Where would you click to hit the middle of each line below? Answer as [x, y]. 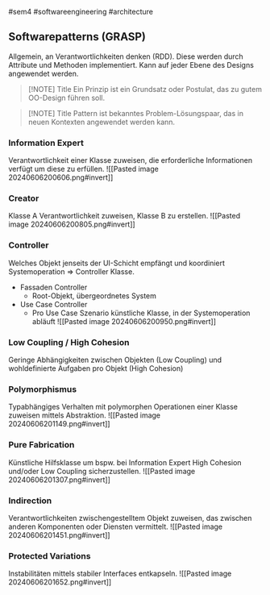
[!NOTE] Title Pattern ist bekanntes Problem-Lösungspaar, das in [136, 113]
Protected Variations [50, 555]
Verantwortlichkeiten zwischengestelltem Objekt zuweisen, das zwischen [130, 518]
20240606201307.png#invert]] [60, 480]
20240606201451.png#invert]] [59, 535]
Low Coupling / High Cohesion [69, 342]
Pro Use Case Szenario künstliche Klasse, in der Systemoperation [141, 313]
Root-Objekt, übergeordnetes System [94, 295]
